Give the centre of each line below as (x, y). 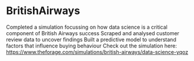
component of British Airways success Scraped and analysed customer (93, 33)
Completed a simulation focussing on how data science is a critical (87, 27)
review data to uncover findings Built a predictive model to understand (91, 39)
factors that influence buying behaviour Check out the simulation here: (92, 46)
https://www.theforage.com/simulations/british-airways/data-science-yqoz (97, 52)
